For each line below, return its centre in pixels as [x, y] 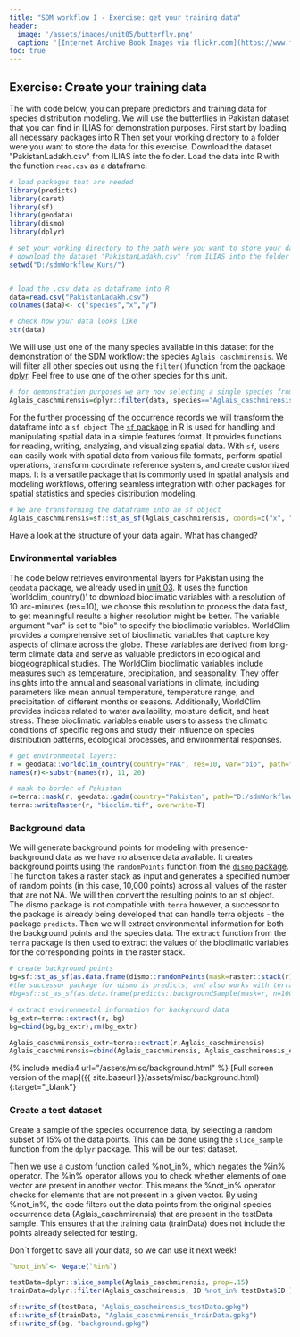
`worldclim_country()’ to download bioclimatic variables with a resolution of [147, 597]
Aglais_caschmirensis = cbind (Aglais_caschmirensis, [105, 1051]
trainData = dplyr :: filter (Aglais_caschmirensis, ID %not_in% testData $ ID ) [151, 1291]
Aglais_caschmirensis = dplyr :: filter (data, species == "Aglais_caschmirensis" [153, 400]
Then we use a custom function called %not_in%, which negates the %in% [147, 1166]
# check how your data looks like [74, 322]
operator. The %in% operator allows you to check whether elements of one [148, 1175]
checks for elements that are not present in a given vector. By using [133, 1195]
